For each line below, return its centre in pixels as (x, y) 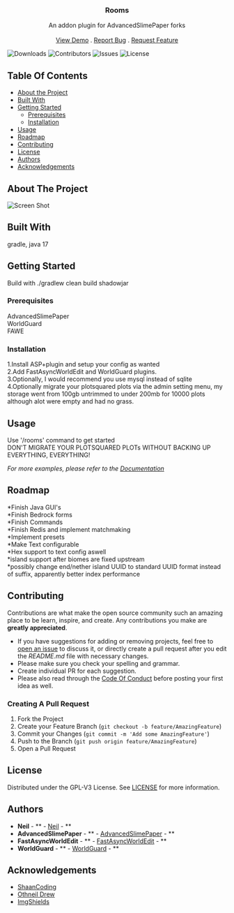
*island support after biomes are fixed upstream (76, 559)
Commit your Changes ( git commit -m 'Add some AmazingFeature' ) (114, 734)
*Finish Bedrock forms (40, 514)
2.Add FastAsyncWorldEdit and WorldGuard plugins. (82, 372)
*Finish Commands (35, 522)
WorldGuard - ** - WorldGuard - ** (68, 848)
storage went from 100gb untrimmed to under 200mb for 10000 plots (106, 394)
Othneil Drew (36, 894)
